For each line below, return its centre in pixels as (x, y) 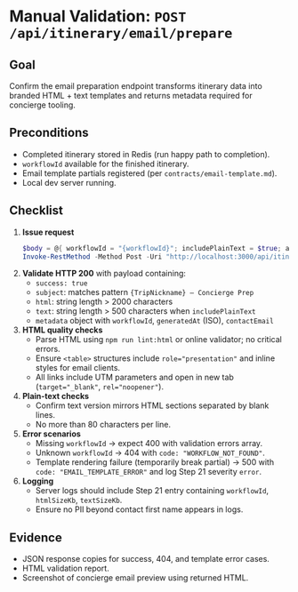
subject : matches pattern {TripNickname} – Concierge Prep (145, 292)
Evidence (36, 537)
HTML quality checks (62, 330)
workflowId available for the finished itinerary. (105, 164)
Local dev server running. (69, 182)
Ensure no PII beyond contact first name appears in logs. (139, 509)
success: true (61, 284)
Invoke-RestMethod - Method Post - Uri (92, 256)
